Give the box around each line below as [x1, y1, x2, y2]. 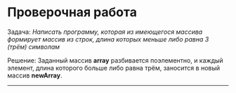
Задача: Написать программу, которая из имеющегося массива [7, 27, 203, 36]
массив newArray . [7, 71, 63, 80]
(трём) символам [7, 42, 60, 51]
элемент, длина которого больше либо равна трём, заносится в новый [7, 63, 221, 72]
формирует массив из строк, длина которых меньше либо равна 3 [7, 35, 209, 43]
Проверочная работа [7, 4, 137, 20]
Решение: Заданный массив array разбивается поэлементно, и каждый [7, 56, 223, 64]
